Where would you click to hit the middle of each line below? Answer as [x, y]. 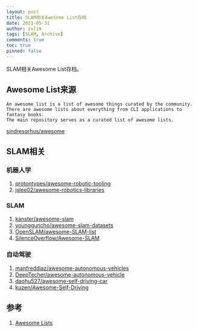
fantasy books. [25, 114]
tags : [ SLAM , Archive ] [35, 34]
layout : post [23, 12]
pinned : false [24, 51]
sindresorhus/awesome [36, 131]
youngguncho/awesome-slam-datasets [64, 225]
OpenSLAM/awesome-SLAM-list [56, 231]
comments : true [25, 40]
